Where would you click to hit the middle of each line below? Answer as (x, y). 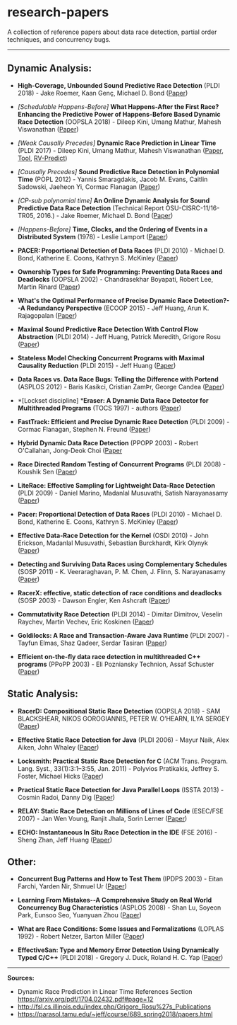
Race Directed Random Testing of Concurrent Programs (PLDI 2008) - (121, 464)
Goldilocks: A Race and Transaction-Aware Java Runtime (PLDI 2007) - (123, 635)
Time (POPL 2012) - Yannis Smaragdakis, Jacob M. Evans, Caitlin (113, 179)
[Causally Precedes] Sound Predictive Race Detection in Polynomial (118, 171)
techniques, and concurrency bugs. (59, 39)
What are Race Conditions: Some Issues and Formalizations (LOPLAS (121, 929)
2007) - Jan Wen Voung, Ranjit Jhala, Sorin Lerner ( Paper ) (102, 818)
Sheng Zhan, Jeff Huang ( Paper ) (65, 840)
